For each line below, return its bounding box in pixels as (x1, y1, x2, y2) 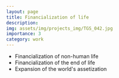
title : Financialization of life (6, 14, 89, 20)
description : (6, 20, 39, 26)
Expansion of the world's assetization (14, 65, 107, 72)
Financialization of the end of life (14, 59, 95, 66)
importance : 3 (6, 31, 42, 37)
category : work (6, 36, 44, 42)
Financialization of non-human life (14, 53, 99, 60)
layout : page (6, 8, 39, 15)
